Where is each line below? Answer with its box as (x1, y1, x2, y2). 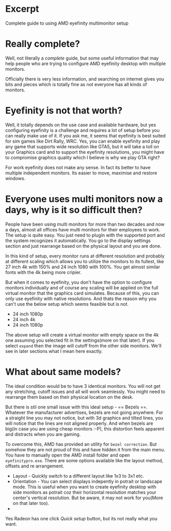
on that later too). (12, 500, 50, 506)
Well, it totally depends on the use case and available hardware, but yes (5, 122, 156, 128)
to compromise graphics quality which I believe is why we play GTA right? (5, 154, 160, 161)
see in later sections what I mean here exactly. (5, 348, 103, 354)
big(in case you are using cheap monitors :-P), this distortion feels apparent (5, 425, 164, 431)
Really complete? (5, 38, 80, 50)
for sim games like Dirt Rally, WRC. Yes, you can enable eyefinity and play (5, 138, 160, 144)
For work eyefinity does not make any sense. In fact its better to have (5, 164, 151, 170)
